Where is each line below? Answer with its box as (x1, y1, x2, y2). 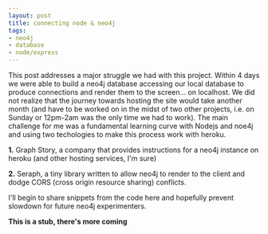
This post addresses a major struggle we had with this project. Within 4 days (8, 71, 260, 80)
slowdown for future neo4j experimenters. (8, 201, 147, 211)
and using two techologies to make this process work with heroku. (8, 130, 227, 139)
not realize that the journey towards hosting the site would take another (8, 96, 243, 105)
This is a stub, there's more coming (8, 216, 128, 226)
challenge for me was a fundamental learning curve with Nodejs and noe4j (8, 121, 254, 131)
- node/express (8, 49, 59, 57)
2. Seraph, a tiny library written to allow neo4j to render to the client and (8, 169, 246, 178)
